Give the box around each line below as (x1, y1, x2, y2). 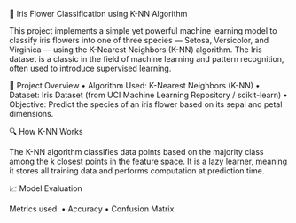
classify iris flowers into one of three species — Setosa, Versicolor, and (9, 35, 269, 45)
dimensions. (9, 109, 54, 119)
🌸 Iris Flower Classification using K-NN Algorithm (9, 9, 188, 19)
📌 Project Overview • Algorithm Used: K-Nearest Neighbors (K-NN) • (9, 81, 261, 90)
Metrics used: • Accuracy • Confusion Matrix (9, 204, 175, 214)
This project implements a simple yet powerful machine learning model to (9, 26, 277, 35)
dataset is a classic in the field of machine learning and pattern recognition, (9, 54, 284, 64)
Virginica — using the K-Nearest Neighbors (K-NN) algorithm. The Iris (9, 44, 263, 55)
